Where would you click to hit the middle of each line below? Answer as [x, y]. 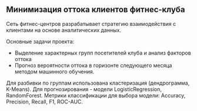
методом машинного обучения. [54, 71]
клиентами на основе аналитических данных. [64, 30]
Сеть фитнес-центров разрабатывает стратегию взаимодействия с [91, 23]
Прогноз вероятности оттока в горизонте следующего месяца [93, 65]
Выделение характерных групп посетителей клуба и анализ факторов [103, 53]
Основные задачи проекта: [40, 41]
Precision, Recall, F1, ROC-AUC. [45, 102]
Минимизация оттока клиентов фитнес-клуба [96, 10]
